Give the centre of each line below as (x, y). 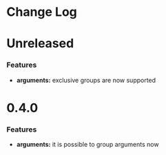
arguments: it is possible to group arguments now (87, 145)
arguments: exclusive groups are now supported (86, 80)
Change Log (42, 12)
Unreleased (40, 44)
